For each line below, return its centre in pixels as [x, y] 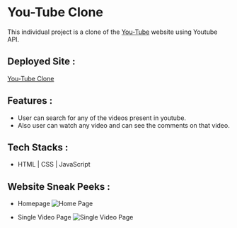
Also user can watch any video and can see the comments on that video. [123, 125]
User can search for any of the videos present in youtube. [102, 118]
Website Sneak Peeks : [59, 187]
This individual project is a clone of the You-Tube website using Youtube [112, 32]
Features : [30, 101]
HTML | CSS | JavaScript [54, 164]
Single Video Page [45, 217]
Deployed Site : [41, 62]
